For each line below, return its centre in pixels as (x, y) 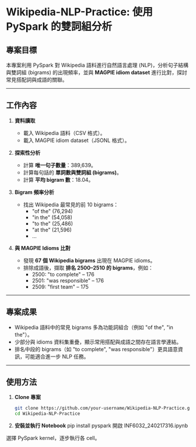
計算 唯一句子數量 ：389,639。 (60, 165)
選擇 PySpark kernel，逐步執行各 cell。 (53, 438)
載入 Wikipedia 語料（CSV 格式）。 (64, 133)
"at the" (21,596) (52, 230)
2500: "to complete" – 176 (63, 274)
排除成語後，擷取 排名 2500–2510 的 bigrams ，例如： (88, 268)
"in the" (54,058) (52, 217)
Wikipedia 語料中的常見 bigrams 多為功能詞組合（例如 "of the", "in (94, 327)
